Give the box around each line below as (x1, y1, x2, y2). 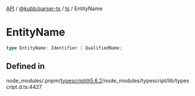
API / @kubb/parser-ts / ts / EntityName (6, 5, 103, 12)
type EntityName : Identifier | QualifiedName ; (6, 45, 123, 51)
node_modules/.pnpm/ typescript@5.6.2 (6, 77, 103, 84)
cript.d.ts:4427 (6, 83, 42, 90)
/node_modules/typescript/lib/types (102, 77, 190, 84)
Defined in (6, 61, 45, 71)
